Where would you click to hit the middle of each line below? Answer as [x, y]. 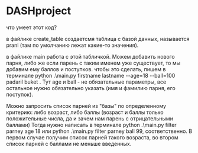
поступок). [20, 94]
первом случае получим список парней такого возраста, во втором [92, 137]
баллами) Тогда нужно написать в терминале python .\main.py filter [91, 125]
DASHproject [39, 11]
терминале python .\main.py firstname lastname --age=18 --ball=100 [91, 75]
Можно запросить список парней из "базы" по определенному [86, 106]
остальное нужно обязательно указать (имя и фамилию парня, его [91, 88]
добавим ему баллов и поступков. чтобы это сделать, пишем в [86, 69]
